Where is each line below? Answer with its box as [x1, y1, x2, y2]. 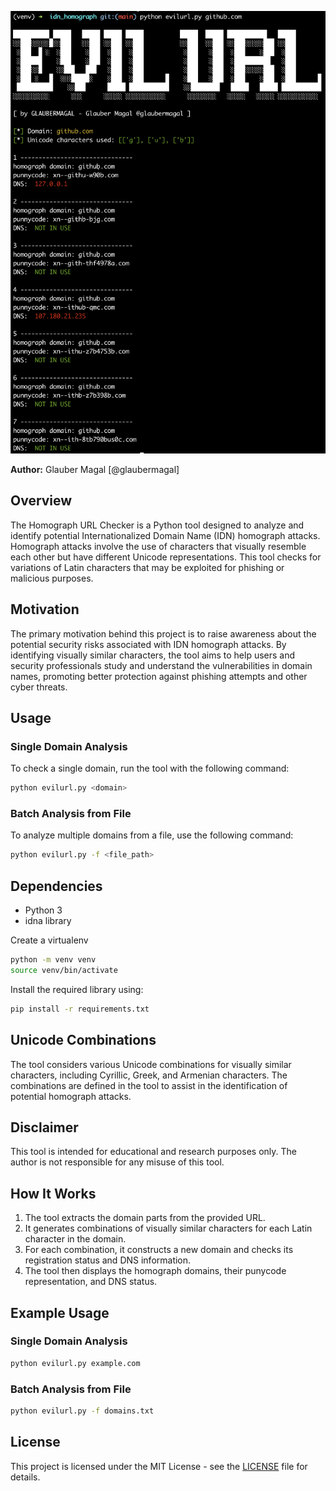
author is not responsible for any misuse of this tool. [10, 1156, 225, 1168]
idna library [24, 915, 72, 927]
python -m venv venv [10, 955, 97, 965]
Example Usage [10, 1304, 110, 1321]
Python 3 [24, 904, 63, 916]
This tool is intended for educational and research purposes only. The [10, 1146, 297, 1158]
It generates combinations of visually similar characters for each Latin [24, 1222, 313, 1235]
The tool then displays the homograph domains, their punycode [24, 1265, 287, 1277]
